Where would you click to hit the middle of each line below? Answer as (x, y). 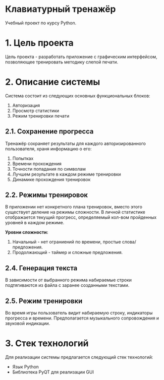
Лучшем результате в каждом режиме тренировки (67, 174)
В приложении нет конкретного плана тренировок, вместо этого (74, 207)
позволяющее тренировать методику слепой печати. (62, 62)
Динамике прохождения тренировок (51, 179)
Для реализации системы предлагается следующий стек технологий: (79, 357)
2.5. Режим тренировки (44, 301)
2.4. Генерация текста (41, 268)
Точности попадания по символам (49, 169)
